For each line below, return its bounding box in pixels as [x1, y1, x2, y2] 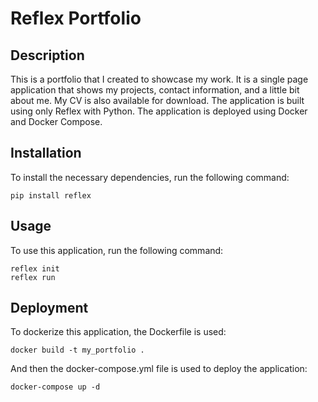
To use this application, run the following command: [10, 244, 224, 256]
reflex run [10, 272, 56, 282]
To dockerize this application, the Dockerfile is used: [10, 326, 227, 338]
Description [10, 47, 85, 64]
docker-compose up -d [10, 382, 101, 392]
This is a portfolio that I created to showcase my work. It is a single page [10, 73, 309, 85]
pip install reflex [10, 190, 92, 201]
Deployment [10, 300, 89, 317]
